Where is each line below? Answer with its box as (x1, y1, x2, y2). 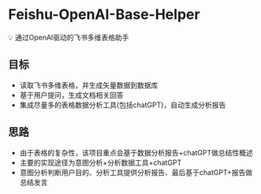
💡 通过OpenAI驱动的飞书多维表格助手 (8, 32, 129, 42)
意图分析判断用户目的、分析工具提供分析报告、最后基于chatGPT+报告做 (19, 167, 253, 177)
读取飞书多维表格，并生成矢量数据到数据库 (19, 80, 158, 90)
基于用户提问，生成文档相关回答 (19, 90, 124, 99)
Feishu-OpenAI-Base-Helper (8, 6, 200, 24)
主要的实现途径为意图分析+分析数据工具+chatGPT (19, 158, 182, 167)
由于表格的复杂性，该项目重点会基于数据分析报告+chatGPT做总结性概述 (19, 147, 254, 157)
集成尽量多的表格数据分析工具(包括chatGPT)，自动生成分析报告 (19, 100, 226, 110)
